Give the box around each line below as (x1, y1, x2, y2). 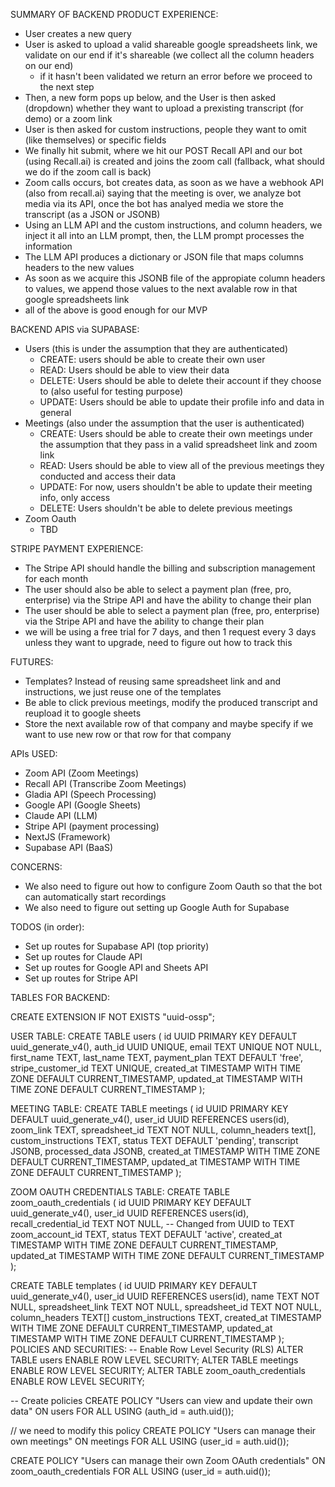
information (24, 240, 73, 252)
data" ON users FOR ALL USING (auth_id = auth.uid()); (10, 1405, 235, 1417)
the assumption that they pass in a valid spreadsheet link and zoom (39, 439, 318, 450)
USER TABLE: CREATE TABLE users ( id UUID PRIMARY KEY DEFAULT (10, 1030, 298, 1042)
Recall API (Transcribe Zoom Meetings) (24, 778, 187, 789)
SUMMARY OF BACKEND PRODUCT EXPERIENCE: (10, 9, 219, 20)
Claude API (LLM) (24, 810, 98, 821)
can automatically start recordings (24, 891, 167, 903)
